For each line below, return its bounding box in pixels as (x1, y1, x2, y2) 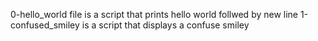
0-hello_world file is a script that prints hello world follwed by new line (10, 9, 299, 20)
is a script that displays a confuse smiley (81, 19, 250, 31)
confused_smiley (10, 19, 80, 31)
